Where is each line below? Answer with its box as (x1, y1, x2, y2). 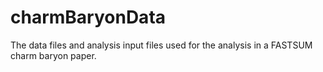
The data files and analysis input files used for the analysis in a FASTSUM (10, 39, 313, 51)
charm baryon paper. (10, 49, 97, 61)
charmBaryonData (10, 6, 167, 29)
